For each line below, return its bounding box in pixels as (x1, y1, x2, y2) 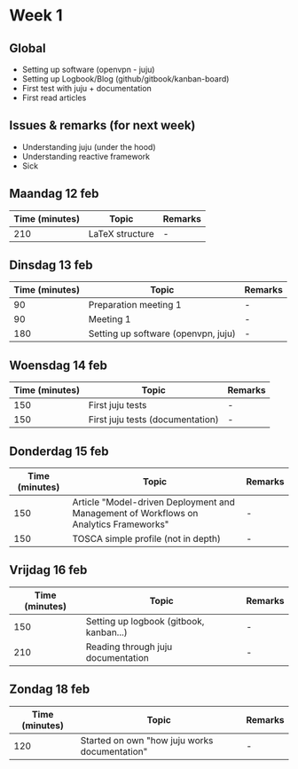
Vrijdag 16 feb (9, 562, 88, 577)
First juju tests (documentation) (88, 413, 219, 426)
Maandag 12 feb (9, 186, 99, 201)
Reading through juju (85, 640, 173, 653)
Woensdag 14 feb (9, 357, 108, 373)
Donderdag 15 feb (9, 443, 109, 459)
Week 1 (9, 5, 63, 26)
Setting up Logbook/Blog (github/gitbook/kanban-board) (21, 74, 230, 84)
